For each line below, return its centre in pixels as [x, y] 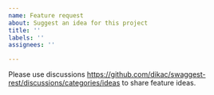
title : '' [25, 30]
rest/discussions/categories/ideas [64, 83]
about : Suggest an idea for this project [78, 23]
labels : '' [26, 38]
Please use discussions [47, 74]
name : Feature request [46, 15]
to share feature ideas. [159, 83]
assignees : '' [32, 45]
